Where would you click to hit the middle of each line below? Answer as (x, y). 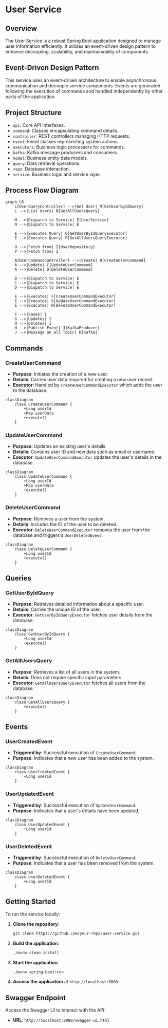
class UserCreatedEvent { (42, 772)
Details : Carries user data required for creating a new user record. (83, 380)
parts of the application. (31, 97)
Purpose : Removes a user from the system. (59, 519)
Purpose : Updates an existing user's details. (60, 446)
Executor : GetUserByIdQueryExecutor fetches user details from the (82, 615)
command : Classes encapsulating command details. (66, 130)
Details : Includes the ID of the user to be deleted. (65, 524)
